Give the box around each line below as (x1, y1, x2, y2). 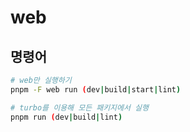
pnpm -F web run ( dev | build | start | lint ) (10, 84, 182, 95)
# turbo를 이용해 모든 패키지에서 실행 (10, 102, 149, 113)
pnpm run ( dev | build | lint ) (10, 112, 123, 122)
